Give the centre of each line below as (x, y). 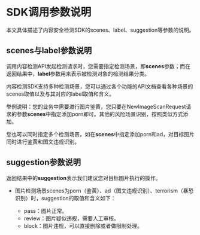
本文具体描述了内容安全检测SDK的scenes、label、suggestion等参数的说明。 (100, 30)
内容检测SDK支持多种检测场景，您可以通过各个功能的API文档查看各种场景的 (100, 86)
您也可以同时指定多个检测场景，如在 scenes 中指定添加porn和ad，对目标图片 (100, 134)
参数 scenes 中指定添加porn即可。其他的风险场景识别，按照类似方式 (100, 114)
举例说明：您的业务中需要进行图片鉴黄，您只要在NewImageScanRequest (96, 106)
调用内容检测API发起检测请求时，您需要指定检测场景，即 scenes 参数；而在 (98, 66)
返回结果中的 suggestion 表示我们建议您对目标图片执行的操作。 (84, 178)
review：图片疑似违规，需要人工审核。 (72, 218)
